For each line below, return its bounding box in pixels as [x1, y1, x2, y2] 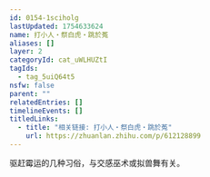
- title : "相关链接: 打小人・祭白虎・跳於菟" [17, 123, 173, 133]
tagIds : [9, 64, 39, 74]
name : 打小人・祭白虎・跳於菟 [9, 30, 109, 39]
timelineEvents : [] [9, 106, 84, 115]
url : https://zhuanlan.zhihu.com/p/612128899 [25, 132, 202, 141]
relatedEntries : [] [9, 97, 84, 107]
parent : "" [9, 89, 51, 98]
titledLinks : [9, 114, 59, 123]
